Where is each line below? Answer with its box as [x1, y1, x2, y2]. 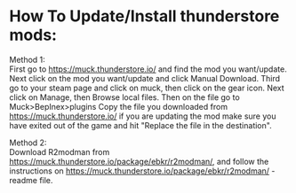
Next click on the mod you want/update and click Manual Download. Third [9, 73, 281, 83]
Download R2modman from [9, 146, 110, 157]
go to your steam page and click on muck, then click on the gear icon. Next [9, 82, 284, 93]
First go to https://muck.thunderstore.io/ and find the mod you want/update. [9, 64, 287, 74]
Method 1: [9, 54, 46, 65]
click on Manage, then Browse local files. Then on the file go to [9, 91, 240, 103]
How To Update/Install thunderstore [9, 6, 280, 27]
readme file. [9, 174, 53, 185]
